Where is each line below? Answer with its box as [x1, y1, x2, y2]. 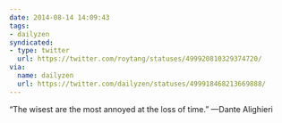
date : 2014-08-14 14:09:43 [9, 12, 110, 22]
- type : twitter [9, 46, 70, 55]
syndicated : [9, 37, 54, 47]
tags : [9, 21, 30, 30]
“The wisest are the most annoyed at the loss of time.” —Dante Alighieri [9, 103, 273, 114]
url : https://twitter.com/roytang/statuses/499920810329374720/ [17, 54, 262, 63]
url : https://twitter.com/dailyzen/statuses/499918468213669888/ [17, 79, 267, 88]
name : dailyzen [17, 71, 74, 80]
